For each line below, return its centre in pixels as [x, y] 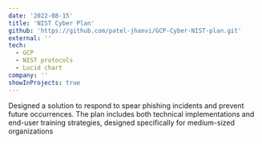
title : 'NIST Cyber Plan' [51, 23]
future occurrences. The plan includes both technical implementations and [131, 114]
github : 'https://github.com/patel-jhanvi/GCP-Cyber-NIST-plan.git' [125, 30]
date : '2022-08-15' [41, 16]
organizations [31, 131]
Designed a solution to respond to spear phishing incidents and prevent [126, 106]
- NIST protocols [44, 61]
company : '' [28, 75]
